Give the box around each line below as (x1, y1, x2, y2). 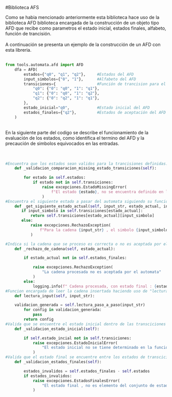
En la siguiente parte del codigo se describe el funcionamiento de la (5, 129, 148, 135)
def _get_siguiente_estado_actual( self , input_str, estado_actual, (14, 203, 161, 209)
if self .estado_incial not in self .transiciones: (24, 336, 132, 341)
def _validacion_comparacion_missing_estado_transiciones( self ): (14, 166, 157, 171)
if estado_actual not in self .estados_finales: (24, 256, 127, 261)
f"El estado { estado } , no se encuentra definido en (51, 189, 164, 194)
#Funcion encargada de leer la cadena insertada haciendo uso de (5, 288, 147, 294)
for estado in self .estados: (24, 175, 86, 180)
